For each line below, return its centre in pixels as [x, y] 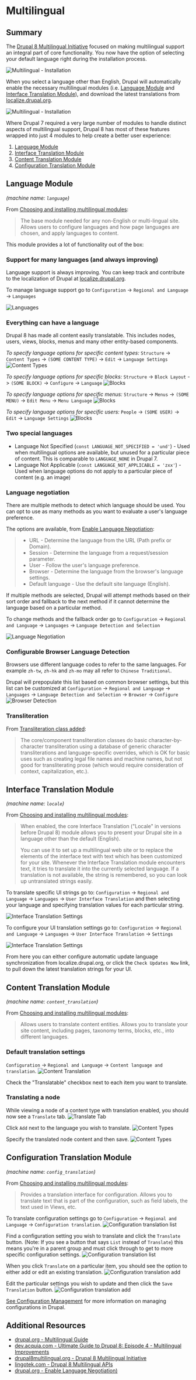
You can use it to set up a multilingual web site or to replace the [97, 850]
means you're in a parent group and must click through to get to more [90, 1248]
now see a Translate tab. [36, 1116]
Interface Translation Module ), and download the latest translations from [93, 94]
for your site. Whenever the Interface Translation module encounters [103, 863]
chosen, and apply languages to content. [69, 233]
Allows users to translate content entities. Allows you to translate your [104, 1024]
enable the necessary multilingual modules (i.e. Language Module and [90, 88]
